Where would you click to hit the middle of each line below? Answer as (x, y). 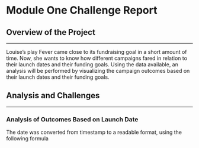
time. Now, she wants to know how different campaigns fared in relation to (97, 58)
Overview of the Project (51, 32)
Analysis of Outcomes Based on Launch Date (72, 119)
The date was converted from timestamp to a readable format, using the (94, 132)
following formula (28, 139)
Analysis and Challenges (53, 96)
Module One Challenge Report (82, 10)
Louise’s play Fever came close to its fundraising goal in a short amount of (97, 52)
